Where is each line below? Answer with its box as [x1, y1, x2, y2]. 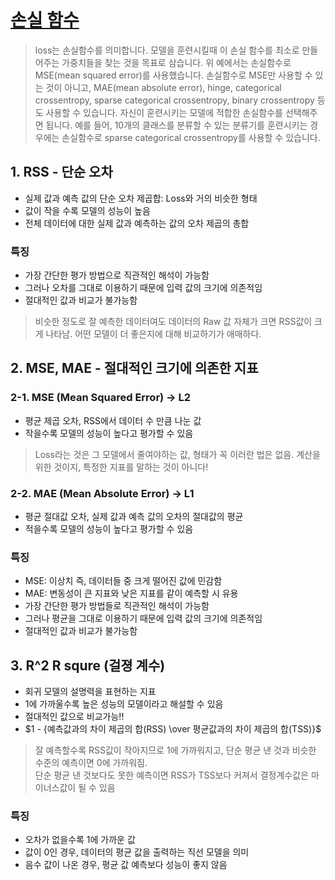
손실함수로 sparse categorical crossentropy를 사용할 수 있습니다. [61, 131, 321, 143]
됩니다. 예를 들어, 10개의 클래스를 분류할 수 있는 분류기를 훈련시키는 [45, 119, 308, 131]
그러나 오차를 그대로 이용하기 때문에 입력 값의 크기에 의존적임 [24, 282, 263, 294]
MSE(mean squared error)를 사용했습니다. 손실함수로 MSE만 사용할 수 [34, 69, 313, 81]
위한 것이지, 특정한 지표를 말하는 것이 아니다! [34, 461, 209, 473]
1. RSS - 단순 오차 [10, 164, 113, 181]
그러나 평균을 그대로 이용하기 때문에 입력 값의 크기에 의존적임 [24, 612, 263, 625]
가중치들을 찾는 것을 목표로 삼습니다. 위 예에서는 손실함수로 [61, 56, 292, 68]
